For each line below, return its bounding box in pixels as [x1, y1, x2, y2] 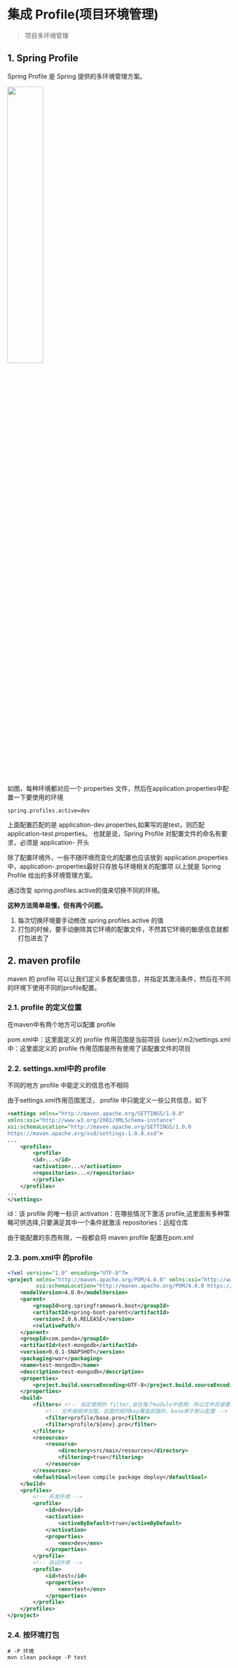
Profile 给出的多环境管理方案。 [7, 871, 97, 879]
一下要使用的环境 [13, 793, 64, 801]
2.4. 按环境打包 [7, 1630, 59, 1640]
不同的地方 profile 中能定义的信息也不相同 [7, 1081, 130, 1090]
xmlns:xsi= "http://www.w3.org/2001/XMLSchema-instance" [7, 1117, 176, 1124]
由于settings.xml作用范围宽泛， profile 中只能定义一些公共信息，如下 [7, 1096, 208, 1105]
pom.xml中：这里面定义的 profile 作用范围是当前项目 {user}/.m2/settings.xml [7, 1035, 231, 1044]
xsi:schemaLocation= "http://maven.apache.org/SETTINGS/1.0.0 [7, 1123, 192, 1130]
